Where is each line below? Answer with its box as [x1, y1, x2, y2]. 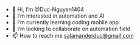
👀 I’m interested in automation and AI [12, 12, 105, 19]
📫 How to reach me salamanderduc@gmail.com [12, 32, 134, 39]
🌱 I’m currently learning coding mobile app [12, 19, 119, 26]
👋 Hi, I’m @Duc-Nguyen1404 [12, 6, 84, 13]
